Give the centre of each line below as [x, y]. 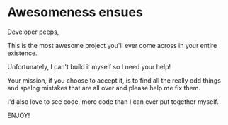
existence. [22, 53]
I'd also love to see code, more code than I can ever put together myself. [113, 101]
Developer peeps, [33, 32]
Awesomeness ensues [75, 12]
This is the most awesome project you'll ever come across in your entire [112, 45]
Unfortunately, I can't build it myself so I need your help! [89, 66]
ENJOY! [19, 115]
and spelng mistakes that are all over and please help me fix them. [104, 88]
